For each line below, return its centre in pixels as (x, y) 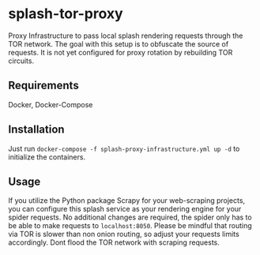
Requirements (43, 86)
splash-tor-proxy (66, 14)
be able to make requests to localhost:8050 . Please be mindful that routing (130, 226)
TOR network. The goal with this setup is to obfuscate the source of (119, 43)
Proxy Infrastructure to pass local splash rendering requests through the (126, 36)
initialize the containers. (47, 157)
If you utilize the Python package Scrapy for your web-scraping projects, (127, 201)
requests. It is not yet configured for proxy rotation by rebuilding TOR (121, 52)
